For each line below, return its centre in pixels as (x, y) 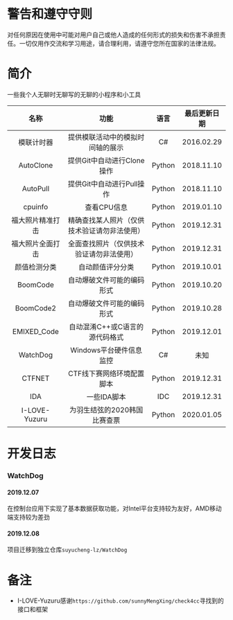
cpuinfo (36, 206)
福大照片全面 (32, 243)
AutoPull (36, 188)
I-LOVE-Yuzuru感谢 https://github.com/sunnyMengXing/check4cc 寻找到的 (120, 601)
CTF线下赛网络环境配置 (106, 373)
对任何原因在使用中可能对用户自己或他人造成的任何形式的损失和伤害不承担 (113, 35)
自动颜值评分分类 (106, 267)
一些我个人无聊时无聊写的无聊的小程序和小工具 (74, 94)
